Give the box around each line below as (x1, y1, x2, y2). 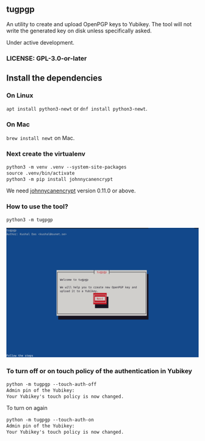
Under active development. (6, 38, 75, 46)
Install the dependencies (6, 73, 103, 84)
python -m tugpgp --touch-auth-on (6, 417, 95, 423)
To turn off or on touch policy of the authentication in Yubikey (6, 366, 192, 375)
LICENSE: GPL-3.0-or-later (6, 54, 87, 62)
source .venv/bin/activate (6, 170, 75, 177)
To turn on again (6, 404, 48, 412)
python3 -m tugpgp (6, 217, 53, 223)
